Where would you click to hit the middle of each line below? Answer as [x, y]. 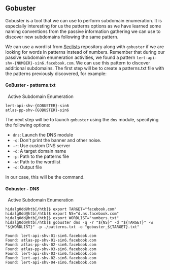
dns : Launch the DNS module [43, 135]
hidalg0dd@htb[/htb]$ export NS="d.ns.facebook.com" [62, 214]
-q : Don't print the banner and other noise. [57, 140]
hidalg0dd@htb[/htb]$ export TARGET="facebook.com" [61, 209]
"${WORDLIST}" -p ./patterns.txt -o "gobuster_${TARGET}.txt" [72, 227]
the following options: [28, 125]
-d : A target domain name [39, 151]
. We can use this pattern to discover [112, 62]
